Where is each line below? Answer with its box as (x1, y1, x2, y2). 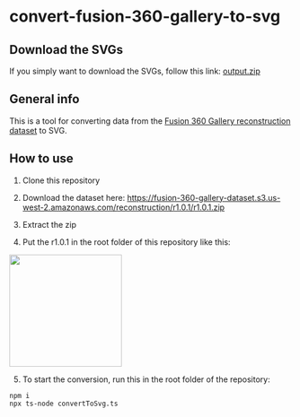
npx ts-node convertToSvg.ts (9, 399, 119, 408)
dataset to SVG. (9, 125, 67, 135)
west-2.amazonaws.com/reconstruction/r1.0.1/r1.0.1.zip (22, 202, 225, 213)
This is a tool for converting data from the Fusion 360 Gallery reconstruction (9, 115, 291, 126)
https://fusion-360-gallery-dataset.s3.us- (127, 192, 281, 203)
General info (9, 91, 80, 107)
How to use (9, 151, 74, 167)
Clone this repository (22, 175, 101, 186)
